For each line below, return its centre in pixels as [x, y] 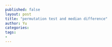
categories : [17, 28]
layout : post [18, 14]
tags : [10, 32]
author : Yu [16, 23]
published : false [23, 10]
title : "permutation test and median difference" [56, 19]
